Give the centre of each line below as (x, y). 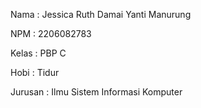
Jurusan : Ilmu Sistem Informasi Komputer (96, 92)
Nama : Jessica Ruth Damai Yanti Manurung (101, 14)
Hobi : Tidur (35, 72)
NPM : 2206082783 (51, 33)
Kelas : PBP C (38, 53)
